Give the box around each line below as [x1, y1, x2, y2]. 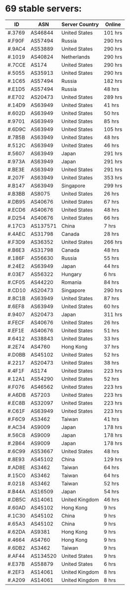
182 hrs [103, 77, 123, 84]
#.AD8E [7, 464, 26, 471]
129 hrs [103, 456, 123, 463]
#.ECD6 [7, 206, 26, 213]
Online [105, 21, 121, 28]
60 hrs [103, 303, 120, 310]
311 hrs [103, 311, 123, 318]
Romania [61, 278, 82, 285]
